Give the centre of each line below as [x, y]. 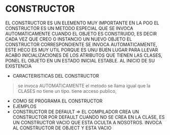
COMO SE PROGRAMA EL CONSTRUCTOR [58, 101]
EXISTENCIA [19, 66]
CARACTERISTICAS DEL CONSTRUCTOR [56, 76]
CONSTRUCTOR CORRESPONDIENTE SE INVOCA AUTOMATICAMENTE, [81, 44]
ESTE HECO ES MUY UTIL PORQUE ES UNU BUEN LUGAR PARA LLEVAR [82, 50]
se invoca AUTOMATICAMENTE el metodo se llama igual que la [84, 86]
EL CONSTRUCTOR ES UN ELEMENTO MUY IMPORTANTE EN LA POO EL [82, 23]
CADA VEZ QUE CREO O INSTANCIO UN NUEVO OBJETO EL [69, 39]
